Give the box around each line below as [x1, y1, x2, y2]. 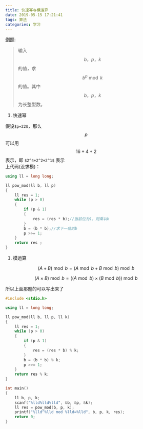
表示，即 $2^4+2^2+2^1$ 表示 [5, 157, 65, 163]
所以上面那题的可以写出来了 [5, 286, 64, 292]
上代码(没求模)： [5, 163, 40, 169]
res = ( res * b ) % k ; [32, 347, 79, 353]
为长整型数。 [17, 101, 45, 107]
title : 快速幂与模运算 [5, 7, 49, 13]
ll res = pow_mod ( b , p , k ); [14, 405, 74, 410]
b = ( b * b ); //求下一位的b [24, 226, 78, 231]
